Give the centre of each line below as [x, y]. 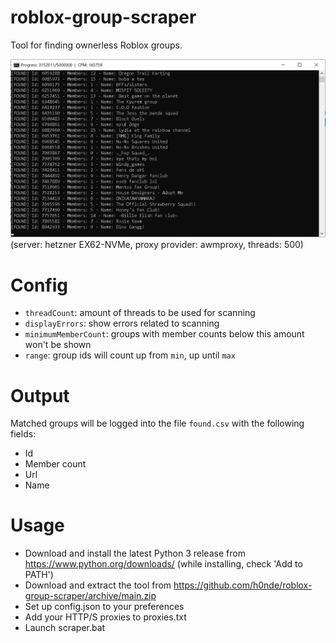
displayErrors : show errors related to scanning [122, 323]
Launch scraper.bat [65, 628]
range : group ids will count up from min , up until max [130, 355]
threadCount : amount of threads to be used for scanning [140, 313]
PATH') [39, 575]
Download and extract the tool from [98, 585]
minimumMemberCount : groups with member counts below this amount [164, 334]
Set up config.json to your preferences [104, 607]
